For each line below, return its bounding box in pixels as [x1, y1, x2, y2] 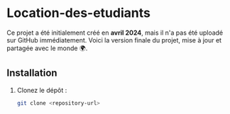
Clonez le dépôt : [16, 86, 67, 94]
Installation [6, 67, 57, 79]
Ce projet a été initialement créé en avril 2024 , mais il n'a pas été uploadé [6, 28, 224, 37]
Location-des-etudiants [6, 5, 150, 21]
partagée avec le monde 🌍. [6, 44, 88, 52]
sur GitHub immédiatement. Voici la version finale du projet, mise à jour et [6, 35, 221, 44]
